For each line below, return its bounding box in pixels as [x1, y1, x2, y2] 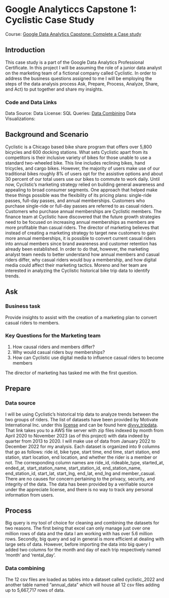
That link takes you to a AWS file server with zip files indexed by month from [5, 427, 164, 433]
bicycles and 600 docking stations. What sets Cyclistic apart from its [5, 149, 148, 155]
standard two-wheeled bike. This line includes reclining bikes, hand [5, 160, 145, 166]
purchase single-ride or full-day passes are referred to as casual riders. [5, 203, 154, 209]
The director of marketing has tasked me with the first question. [5, 370, 138, 376]
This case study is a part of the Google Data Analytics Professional [5, 59, 144, 65]
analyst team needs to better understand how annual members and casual [5, 251, 160, 257]
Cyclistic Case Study [5, 14, 95, 26]
